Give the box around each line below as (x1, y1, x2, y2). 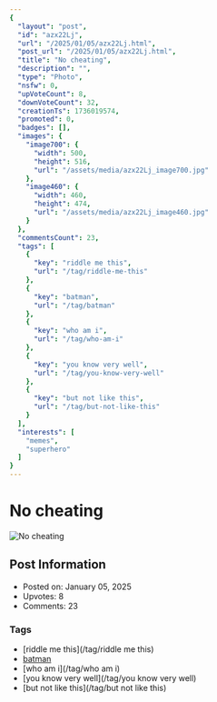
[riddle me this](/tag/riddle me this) (22, 644, 154, 655)
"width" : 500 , (33, 148, 88, 157)
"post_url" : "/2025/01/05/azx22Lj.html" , (17, 47, 177, 56)
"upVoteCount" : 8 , (17, 89, 88, 98)
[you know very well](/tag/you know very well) (22, 673, 197, 684)
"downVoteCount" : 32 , (17, 97, 100, 107)
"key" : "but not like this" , (33, 394, 144, 403)
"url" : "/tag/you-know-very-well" (33, 368, 165, 377)
